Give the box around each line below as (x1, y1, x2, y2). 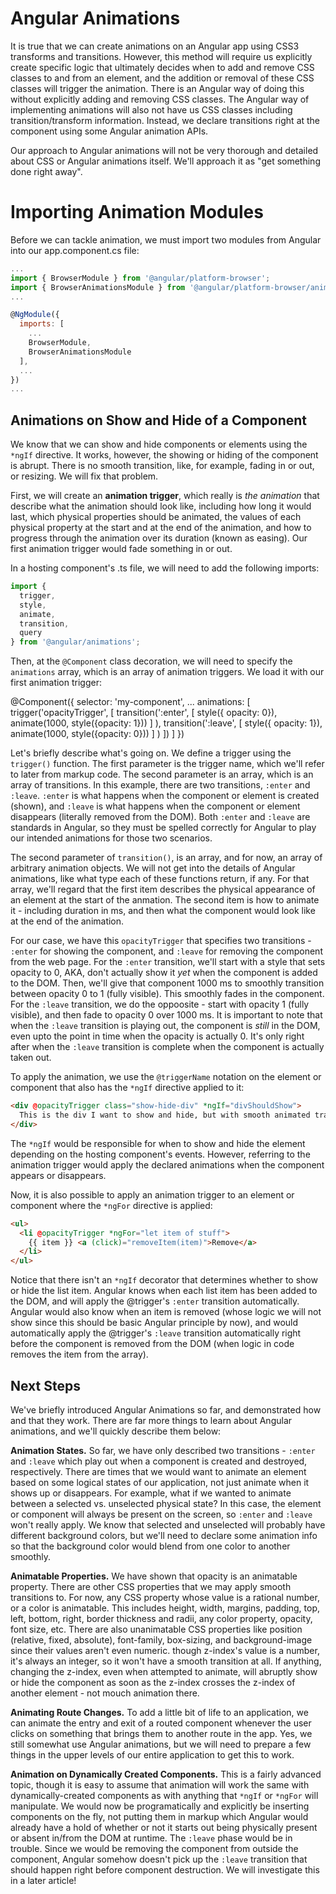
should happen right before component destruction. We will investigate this (10, 1864, 320, 1876)
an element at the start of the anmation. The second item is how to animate (10, 894, 320, 906)
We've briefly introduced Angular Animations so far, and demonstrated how (10, 1404, 322, 1416)
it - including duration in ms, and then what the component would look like (10, 905, 316, 917)
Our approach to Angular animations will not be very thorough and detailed (10, 144, 319, 156)
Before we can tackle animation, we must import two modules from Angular (10, 233, 322, 246)
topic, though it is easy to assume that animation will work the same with (10, 1779, 310, 1791)
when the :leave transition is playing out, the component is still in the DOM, (10, 1020, 321, 1032)
